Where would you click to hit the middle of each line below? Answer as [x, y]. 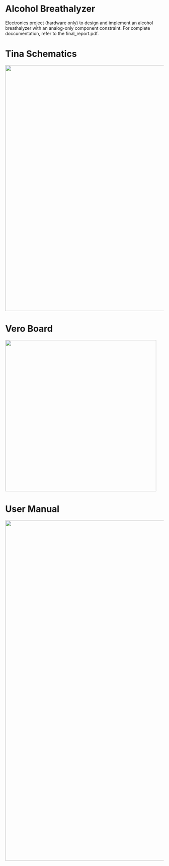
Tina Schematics [41, 54]
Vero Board [29, 329]
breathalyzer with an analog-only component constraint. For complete [78, 28]
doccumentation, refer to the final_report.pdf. [52, 33]
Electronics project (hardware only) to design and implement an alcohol [79, 23]
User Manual [32, 509]
